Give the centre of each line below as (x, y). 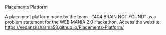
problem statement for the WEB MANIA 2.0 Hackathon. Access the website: (83, 22)
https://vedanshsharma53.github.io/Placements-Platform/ (64, 27)
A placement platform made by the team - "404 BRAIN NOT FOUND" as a (81, 17)
